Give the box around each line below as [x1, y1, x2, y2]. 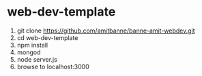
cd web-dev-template [16, 33, 78, 41]
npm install [16, 41, 48, 49]
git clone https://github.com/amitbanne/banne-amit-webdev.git [16, 26, 196, 35]
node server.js [16, 55, 58, 63]
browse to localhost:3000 [16, 62, 90, 71]
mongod [16, 48, 41, 56]
